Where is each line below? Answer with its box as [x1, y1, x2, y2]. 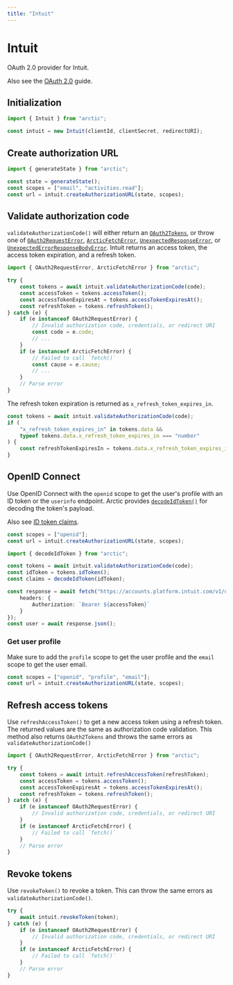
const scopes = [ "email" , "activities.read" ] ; [7, 184, 144, 191]
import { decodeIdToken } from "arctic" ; [7, 550, 129, 557]
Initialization [7, 97, 62, 109]
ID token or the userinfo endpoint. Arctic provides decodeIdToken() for [7, 497, 208, 505]
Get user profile [7, 637, 61, 647]
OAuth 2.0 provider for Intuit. [7, 63, 89, 72]
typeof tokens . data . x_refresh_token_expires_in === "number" [19, 432, 200, 439]
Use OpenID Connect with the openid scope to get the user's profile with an [7, 489, 223, 497]
